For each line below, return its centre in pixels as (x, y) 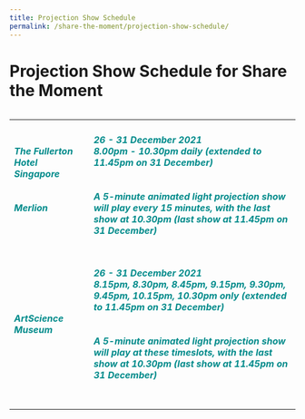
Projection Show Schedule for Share (148, 71)
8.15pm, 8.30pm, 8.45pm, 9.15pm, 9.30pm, (190, 284)
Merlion (31, 208)
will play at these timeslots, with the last (183, 352)
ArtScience (39, 318)
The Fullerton (44, 151)
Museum (33, 329)
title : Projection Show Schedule (73, 18)
